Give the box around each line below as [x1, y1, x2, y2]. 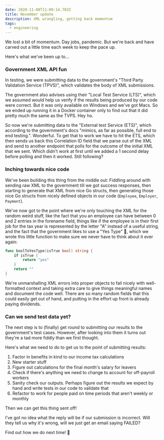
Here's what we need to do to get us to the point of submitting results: [5, 345, 146, 351]
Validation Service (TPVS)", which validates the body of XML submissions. [5, 82, 155, 88]
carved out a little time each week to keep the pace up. [5, 44, 116, 50]
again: [5, 239, 18, 245]
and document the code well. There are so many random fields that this [5, 291, 149, 296]
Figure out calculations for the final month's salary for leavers [12, 364, 137, 370]
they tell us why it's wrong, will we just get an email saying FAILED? [5, 420, 141, 426]
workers [12, 375, 29, 381]
